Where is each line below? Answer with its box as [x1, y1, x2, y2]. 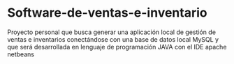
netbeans [7, 50, 35, 58]
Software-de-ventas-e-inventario [7, 5, 207, 21]
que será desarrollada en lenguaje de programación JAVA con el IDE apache [7, 42, 227, 51]
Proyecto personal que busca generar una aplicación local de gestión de [7, 28, 217, 36]
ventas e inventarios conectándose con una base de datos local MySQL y [7, 35, 219, 43]
